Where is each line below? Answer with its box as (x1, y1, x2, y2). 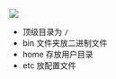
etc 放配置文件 (22, 60, 76, 71)
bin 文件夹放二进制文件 (22, 38, 108, 48)
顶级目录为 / (22, 27, 69, 37)
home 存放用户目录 (22, 49, 94, 59)
